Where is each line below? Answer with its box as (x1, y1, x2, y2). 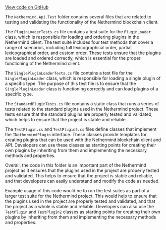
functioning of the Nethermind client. (5, 61, 81, 66)
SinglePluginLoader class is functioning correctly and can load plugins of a (5, 86, 159, 91)
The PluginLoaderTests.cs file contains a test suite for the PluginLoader (5, 29, 151, 34)
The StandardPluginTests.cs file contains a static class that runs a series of (5, 101, 160, 106)
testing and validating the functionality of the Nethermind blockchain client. (5, 19, 159, 25)
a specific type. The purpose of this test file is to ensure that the (5, 80, 136, 86)
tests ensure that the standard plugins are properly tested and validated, (5, 111, 153, 117)
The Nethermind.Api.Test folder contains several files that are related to (5, 14, 152, 19)
